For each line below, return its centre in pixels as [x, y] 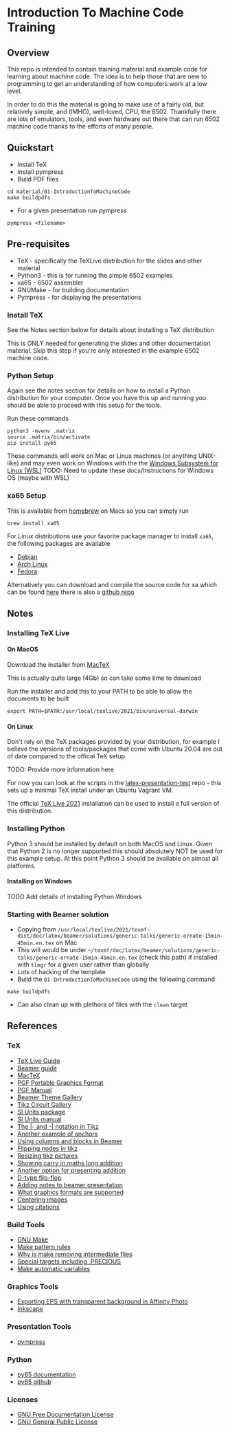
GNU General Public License [57, 1422]
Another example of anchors [57, 1134]
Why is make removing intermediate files [74, 1254]
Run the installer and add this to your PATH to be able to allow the [100, 692]
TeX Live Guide [38, 1061]
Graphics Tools [33, 1286]
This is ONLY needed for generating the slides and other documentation [109, 343]
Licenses [23, 1399]
